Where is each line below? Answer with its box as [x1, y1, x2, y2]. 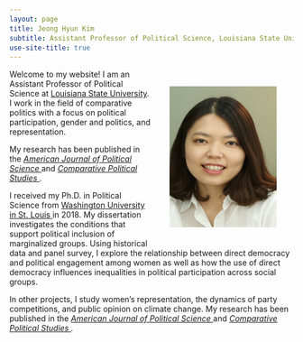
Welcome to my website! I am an [9, 69, 131, 80]
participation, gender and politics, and [9, 117, 151, 128]
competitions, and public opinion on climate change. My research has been [9, 303, 289, 315]
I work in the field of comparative [9, 97, 133, 108]
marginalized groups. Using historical [9, 238, 148, 249]
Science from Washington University [9, 199, 146, 211]
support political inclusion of [9, 228, 115, 239]
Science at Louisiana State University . [9, 88, 151, 99]
